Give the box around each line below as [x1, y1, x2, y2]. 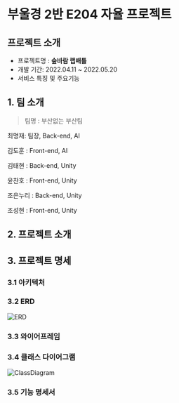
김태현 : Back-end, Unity [7, 161, 77, 169]
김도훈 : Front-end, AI [7, 146, 68, 154]
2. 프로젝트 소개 [7, 229, 72, 241]
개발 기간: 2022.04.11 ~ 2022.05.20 [17, 65, 118, 74]
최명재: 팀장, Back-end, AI [7, 131, 81, 140]
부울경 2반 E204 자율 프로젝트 [7, 6, 172, 22]
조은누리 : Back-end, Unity [7, 191, 82, 199]
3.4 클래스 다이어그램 [7, 352, 76, 362]
